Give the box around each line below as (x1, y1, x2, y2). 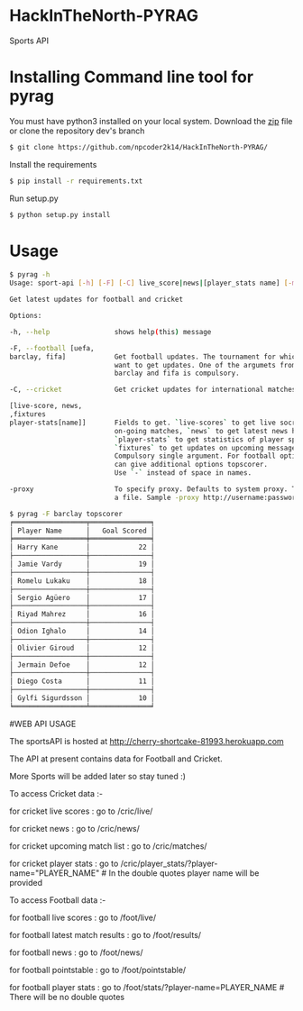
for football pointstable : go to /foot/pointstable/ (9, 964, 187, 975)
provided (9, 877, 43, 888)
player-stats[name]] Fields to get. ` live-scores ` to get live (9, 418, 277, 427)
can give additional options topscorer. (114, 460, 269, 469)
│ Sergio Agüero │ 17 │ (9, 593, 155, 602)
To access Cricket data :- (9, 788, 104, 798)
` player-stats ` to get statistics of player (114, 434, 284, 444)
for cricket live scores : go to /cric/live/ (9, 806, 153, 816)
